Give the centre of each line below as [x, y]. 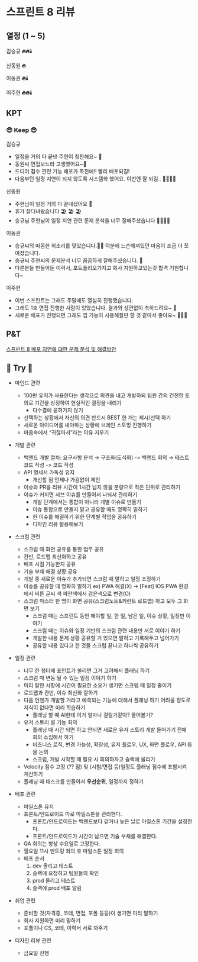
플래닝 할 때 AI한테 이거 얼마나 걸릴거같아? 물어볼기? [93, 715]
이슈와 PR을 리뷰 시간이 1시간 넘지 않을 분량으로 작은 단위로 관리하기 [102, 487]
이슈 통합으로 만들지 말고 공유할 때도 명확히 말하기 [90, 509]
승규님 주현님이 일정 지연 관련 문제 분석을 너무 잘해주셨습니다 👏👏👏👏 [92, 220]
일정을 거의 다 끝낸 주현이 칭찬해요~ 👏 [58, 156]
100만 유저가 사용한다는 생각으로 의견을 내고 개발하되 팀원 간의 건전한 [103, 396]
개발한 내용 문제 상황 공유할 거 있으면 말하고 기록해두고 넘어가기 [106, 638]
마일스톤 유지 [39, 807]
